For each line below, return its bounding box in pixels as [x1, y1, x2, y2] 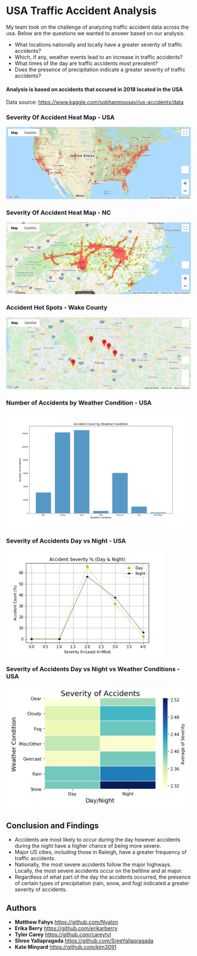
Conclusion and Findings [6, 821, 99, 831]
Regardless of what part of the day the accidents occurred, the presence [14, 873, 191, 880]
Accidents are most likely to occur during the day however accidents [14, 836, 181, 843]
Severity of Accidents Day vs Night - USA [6, 536, 126, 545]
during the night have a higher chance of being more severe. [14, 842, 161, 849]
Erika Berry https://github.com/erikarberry [14, 925, 118, 932]
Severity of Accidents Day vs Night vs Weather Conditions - [6, 665, 180, 673]
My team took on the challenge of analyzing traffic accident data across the [6, 23, 189, 30]
